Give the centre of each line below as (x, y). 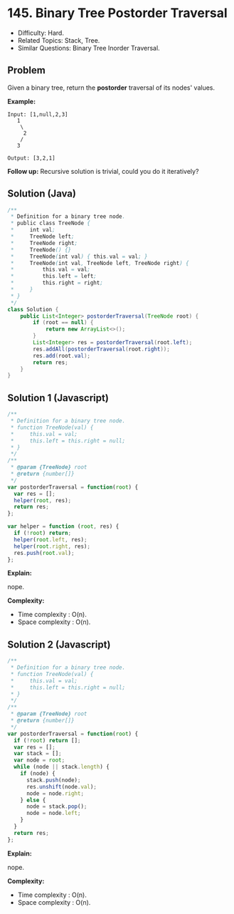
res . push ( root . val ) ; (44, 553)
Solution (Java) (42, 194)
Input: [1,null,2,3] (38, 114)
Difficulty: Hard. (41, 33)
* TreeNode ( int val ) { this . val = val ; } (79, 256)
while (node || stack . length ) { (62, 767)
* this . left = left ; (54, 276)
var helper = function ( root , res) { (63, 526)
